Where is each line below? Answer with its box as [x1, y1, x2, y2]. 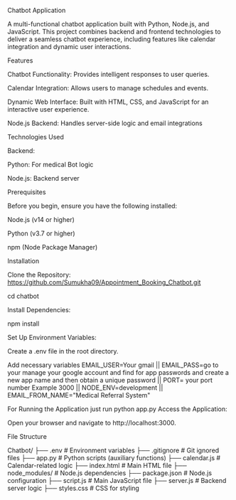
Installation [7, 257, 40, 265]
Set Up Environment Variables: [7, 334, 97, 341]
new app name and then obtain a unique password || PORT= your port [7, 376, 213, 384]
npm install [7, 319, 40, 328]
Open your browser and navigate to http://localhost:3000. [7, 419, 176, 427]
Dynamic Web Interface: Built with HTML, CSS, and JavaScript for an [7, 97, 209, 106]
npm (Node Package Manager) [7, 243, 98, 251]
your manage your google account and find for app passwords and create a [7, 368, 230, 376]
